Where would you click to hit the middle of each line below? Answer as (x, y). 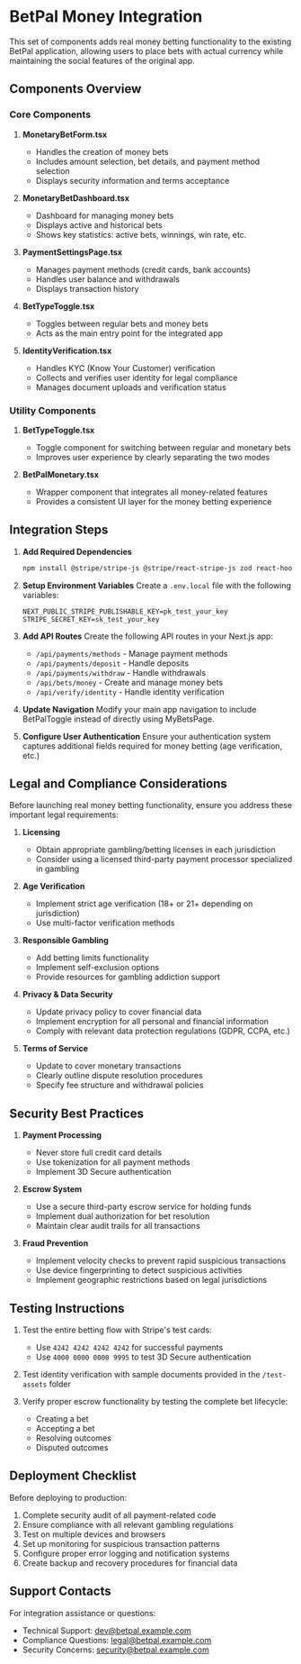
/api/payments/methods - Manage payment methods (132, 653)
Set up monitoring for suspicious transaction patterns (121, 1543)
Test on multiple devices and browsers (94, 1534)
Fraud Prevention (55, 1243)
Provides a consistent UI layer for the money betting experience (154, 501)
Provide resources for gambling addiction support (128, 977)
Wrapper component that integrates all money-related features (151, 492)
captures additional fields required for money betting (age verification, (152, 746)
